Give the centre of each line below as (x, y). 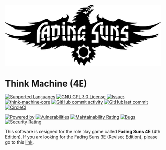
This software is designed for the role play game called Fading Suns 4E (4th (83, 132)
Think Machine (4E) (46, 83)
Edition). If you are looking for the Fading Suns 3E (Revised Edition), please (81, 137)
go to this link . (20, 142)
